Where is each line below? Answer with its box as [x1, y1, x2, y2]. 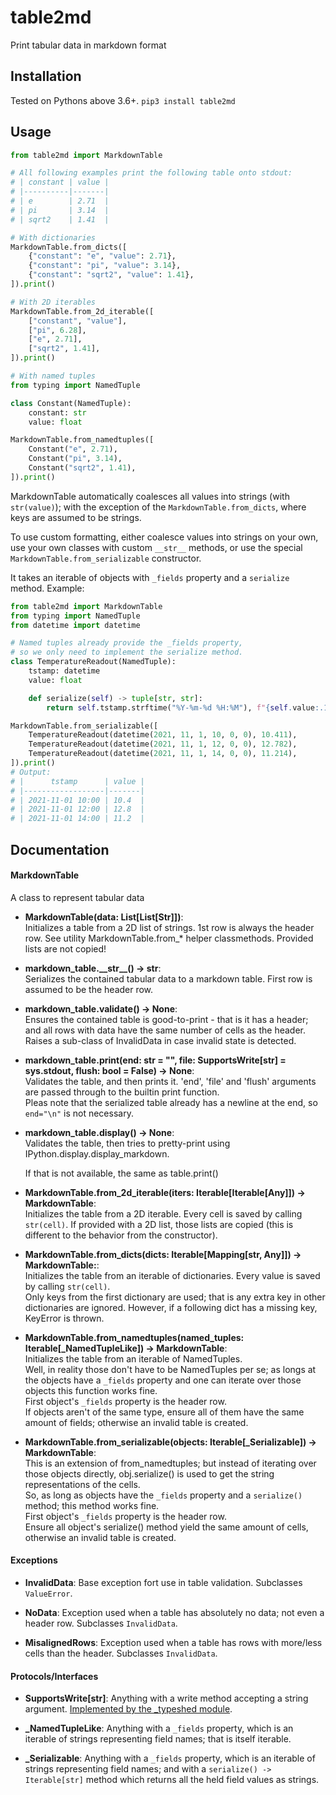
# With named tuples [10, 371, 97, 381]
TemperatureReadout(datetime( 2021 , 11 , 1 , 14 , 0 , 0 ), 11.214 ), [28, 749, 298, 759]
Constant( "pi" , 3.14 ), [28, 454, 123, 464]
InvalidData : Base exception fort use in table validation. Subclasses [24, 1576, 303, 1588]
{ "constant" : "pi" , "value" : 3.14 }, [28, 261, 182, 271]
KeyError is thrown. [24, 1312, 105, 1324]
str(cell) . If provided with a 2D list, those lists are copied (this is [24, 1218, 294, 1230]
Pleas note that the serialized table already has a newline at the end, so [24, 1096, 318, 1108]
